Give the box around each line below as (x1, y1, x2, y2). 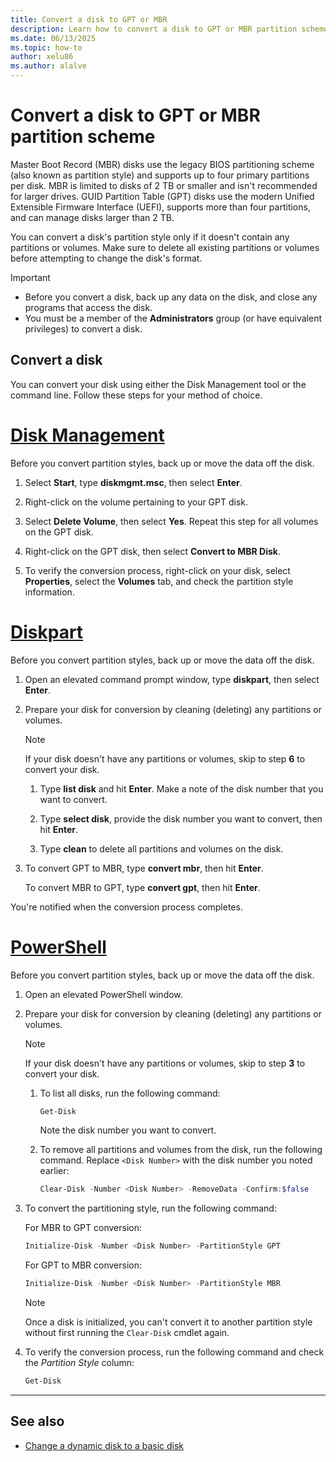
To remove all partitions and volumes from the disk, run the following (39, 1144, 323, 1156)
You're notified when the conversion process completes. (10, 901, 243, 913)
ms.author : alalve (10, 61, 87, 71)
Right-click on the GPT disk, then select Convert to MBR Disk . (24, 545, 281, 557)
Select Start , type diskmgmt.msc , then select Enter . (24, 476, 243, 488)
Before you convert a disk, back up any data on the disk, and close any (24, 291, 318, 303)
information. (24, 586, 75, 598)
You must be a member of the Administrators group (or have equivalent (24, 312, 323, 324)
